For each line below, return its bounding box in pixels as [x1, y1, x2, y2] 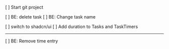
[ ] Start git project [5, 4, 44, 10]
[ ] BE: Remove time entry [5, 38, 58, 44]
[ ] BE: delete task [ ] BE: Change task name [5, 14, 96, 19]
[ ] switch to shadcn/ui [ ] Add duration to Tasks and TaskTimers [5, 23, 138, 29]
